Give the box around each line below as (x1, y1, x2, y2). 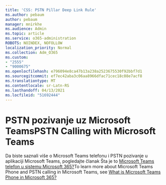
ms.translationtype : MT (5, 78, 56, 83)
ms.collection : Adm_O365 (5, 50, 58, 55)
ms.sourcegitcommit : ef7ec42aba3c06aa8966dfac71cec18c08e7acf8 (5, 74, 143, 79)
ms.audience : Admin (5, 26, 47, 32)
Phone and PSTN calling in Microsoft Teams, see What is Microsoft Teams (5, 169, 161, 175)
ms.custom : (5, 54, 29, 60)
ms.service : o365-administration (5, 36, 76, 41)
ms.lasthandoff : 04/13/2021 (5, 87, 65, 93)
